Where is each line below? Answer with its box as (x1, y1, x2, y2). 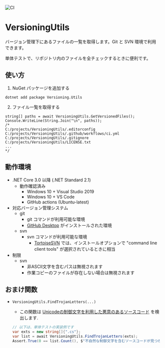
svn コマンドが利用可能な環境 (27, 233, 87, 239)
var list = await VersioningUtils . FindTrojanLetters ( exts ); (12, 334, 138, 339)
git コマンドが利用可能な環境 (27, 216, 85, 222)
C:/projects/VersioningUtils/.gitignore (5, 135, 89, 140)
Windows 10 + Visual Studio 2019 (27, 188, 94, 194)
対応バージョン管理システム (12, 204, 69, 211)
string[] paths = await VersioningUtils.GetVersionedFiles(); (5, 114, 135, 119)
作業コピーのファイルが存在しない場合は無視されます (27, 269, 135, 275)
